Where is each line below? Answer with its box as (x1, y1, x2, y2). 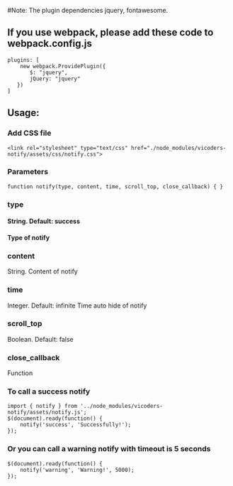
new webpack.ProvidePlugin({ (20, 63, 106, 70)
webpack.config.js (7, 38, 92, 50)
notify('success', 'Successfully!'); (20, 421, 132, 428)
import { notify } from (7, 403, 78, 410)
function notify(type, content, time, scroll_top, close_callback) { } (7, 183, 223, 190)
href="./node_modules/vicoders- (130, 144, 227, 151)
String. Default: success (7, 217, 80, 226)
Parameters (7, 167, 48, 177)
